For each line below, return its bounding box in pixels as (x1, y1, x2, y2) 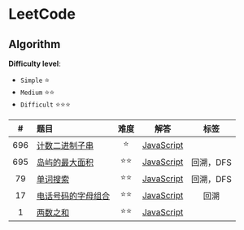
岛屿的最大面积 (36, 156, 94, 167)
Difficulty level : (8, 59, 61, 68)
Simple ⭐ (20, 75, 50, 85)
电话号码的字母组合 (36, 190, 111, 202)
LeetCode (8, 5, 76, 24)
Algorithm (8, 37, 61, 51)
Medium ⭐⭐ (20, 87, 55, 97)
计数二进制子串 (36, 140, 94, 151)
